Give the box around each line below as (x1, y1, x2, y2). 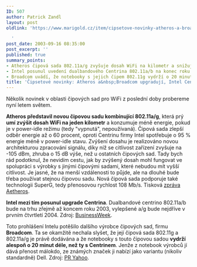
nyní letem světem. (6, 102, 52, 109)
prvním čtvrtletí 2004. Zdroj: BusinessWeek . (6, 212, 113, 219)
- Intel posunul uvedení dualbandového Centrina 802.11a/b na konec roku (6, 68, 191, 74)
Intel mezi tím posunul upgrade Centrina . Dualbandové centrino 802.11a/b (6, 199, 186, 206)
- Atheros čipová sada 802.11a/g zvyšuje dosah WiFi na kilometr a (6, 63, 175, 69)
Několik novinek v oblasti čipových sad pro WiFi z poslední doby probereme (6, 95, 189, 103)
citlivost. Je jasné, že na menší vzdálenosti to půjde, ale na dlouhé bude (6, 169, 180, 176)
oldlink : (6, 25, 28, 31)
